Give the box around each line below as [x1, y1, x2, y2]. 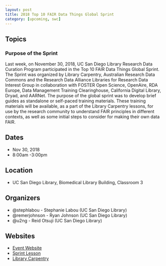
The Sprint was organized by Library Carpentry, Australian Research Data [5, 71, 155, 77]
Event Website [12, 245, 42, 251]
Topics [5, 35, 27, 43]
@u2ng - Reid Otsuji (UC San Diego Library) [12, 217, 103, 223]
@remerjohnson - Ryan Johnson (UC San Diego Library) [12, 212, 127, 218]
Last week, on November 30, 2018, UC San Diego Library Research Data [5, 61, 153, 67]
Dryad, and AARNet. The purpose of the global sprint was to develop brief [5, 93, 157, 99]
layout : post [5, 7, 32, 12]
